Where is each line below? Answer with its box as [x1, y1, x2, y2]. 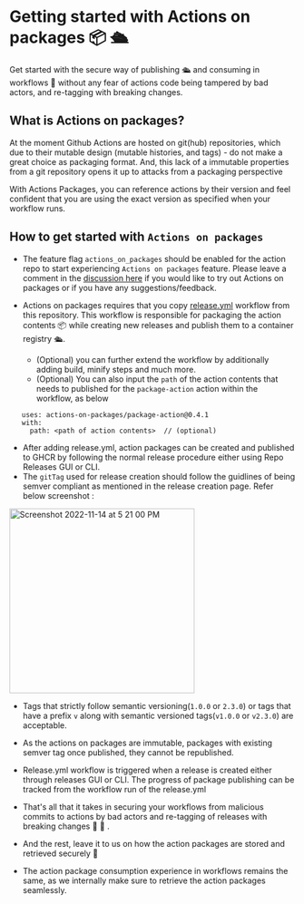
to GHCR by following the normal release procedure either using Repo [22, 452, 284, 462]
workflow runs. [9, 202, 66, 214]
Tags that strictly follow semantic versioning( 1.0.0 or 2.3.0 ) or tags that [22, 700, 292, 711]
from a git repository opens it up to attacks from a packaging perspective [9, 166, 283, 177]
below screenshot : [22, 490, 95, 501]
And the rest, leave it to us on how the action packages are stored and [22, 838, 286, 849]
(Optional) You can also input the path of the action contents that [35, 374, 279, 384]
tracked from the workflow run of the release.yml [22, 783, 207, 794]
